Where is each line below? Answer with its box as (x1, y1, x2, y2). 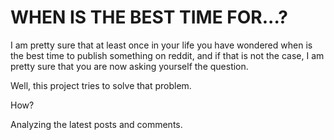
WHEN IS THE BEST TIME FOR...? (10, 6, 288, 29)
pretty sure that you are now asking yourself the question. (10, 60, 249, 72)
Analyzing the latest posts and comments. (10, 118, 183, 130)
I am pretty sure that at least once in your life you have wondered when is (10, 39, 313, 51)
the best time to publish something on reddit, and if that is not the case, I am (10, 49, 325, 61)
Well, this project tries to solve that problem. (10, 79, 192, 91)
